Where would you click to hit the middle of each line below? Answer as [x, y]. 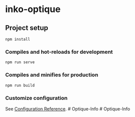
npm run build [20, 85]
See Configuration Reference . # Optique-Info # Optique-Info [68, 108]
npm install [18, 39]
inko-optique [33, 9]
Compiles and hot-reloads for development [59, 52]
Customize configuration [37, 98]
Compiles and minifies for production [52, 75]
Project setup [27, 28]
